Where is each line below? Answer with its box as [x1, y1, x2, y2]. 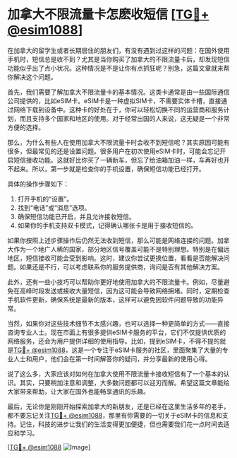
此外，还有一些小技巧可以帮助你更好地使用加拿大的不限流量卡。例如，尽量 [7, 277, 224, 286]
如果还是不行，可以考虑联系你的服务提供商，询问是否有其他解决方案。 [19, 262, 224, 271]
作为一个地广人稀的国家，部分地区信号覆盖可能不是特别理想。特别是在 [13, 245, 217, 253]
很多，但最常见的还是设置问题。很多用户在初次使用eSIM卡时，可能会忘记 [7, 146, 220, 155]
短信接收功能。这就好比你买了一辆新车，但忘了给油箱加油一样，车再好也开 [13, 155, 230, 164]
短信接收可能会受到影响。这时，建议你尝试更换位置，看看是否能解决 [25, 254, 224, 262]
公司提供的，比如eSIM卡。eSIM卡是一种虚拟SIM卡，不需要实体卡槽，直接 [7, 96, 221, 105]
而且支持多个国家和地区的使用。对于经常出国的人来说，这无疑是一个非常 [19, 114, 230, 122]
